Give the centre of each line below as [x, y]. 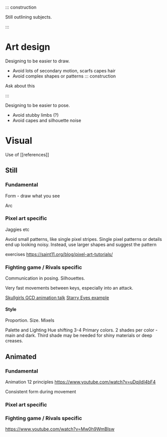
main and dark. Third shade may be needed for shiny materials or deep [79, 335]
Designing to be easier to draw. [37, 61]
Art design [28, 47]
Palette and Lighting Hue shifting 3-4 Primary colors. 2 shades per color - [81, 330]
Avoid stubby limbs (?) [35, 115]
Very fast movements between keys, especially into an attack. [69, 288]
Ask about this [20, 85]
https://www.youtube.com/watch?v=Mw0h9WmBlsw [60, 429]
